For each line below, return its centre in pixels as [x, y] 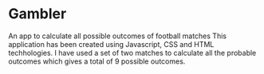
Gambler [37, 14]
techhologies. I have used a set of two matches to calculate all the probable [132, 53]
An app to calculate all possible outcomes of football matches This [118, 36]
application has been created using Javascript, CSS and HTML [111, 44]
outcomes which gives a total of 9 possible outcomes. [97, 61]
